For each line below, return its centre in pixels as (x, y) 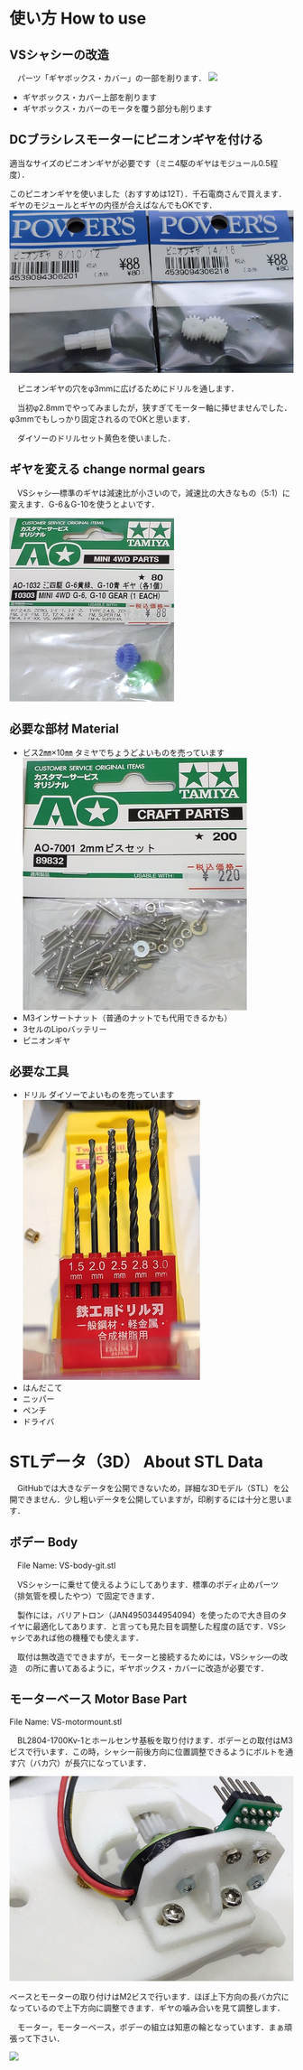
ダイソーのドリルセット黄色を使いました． (96, 438)
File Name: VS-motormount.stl (66, 1721)
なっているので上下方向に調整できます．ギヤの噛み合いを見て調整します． (147, 2008)
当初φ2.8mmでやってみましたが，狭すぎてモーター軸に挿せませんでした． (154, 407)
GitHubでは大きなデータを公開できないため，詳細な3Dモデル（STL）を (149, 1488)
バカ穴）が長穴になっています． (92, 1763)
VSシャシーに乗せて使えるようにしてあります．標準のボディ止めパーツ (148, 1585)
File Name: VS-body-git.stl (66, 1566)
